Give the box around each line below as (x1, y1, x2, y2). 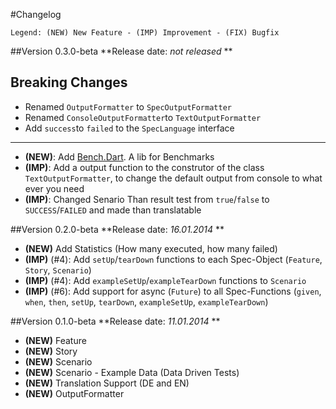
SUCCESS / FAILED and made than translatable (24, 204, 202, 216)
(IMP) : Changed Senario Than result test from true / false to (24, 193, 270, 205)
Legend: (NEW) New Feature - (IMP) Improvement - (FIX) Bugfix (10, 28, 280, 38)
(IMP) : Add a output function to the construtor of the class (24, 161, 265, 173)
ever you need (24, 182, 85, 194)
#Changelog (10, 9, 62, 20)
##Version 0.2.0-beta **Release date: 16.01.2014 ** (10, 223, 225, 235)
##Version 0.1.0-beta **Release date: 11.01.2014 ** (10, 315, 221, 327)
